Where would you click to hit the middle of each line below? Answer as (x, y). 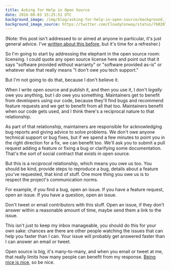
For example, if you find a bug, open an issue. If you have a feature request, (84, 190)
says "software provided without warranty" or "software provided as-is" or (83, 65)
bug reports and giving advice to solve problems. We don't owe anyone (80, 132)
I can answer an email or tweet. (38, 242)
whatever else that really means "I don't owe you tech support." (72, 70)
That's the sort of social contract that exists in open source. (68, 154)
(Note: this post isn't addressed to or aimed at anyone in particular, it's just (83, 39)
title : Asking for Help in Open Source (48, 10)
